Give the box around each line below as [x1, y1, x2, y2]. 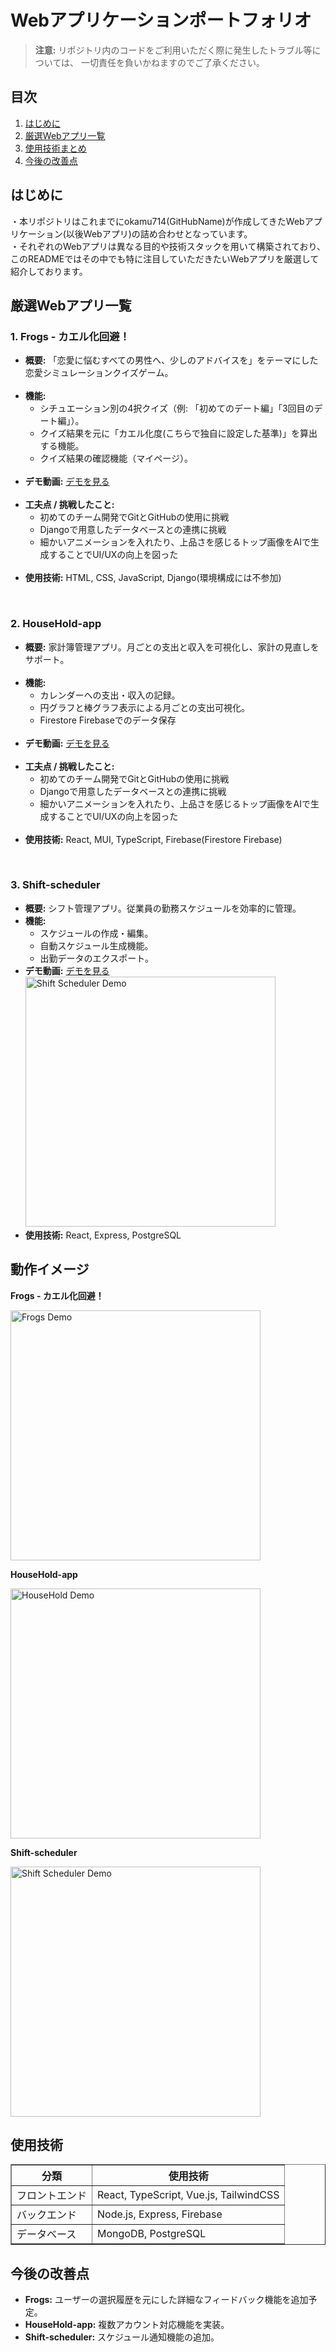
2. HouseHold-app [10, 617, 102, 631]
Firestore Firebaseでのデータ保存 [39, 714, 177, 726]
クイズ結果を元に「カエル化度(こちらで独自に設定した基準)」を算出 [39, 427, 318, 440]
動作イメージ [10, 1261, 90, 1278]
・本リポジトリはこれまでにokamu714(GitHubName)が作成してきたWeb [10, 215, 305, 227]
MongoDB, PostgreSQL [97, 2227, 207, 2241]
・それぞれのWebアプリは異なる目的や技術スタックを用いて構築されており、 [10, 240, 326, 252]
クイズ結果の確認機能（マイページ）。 [39, 452, 193, 465]
